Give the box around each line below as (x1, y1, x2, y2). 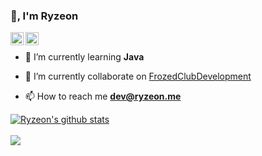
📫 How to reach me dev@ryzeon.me (24, 90, 182, 103)
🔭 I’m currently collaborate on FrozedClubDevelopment (24, 70, 252, 83)
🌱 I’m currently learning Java (24, 51, 145, 63)
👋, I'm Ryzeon (10, 9, 79, 23)
